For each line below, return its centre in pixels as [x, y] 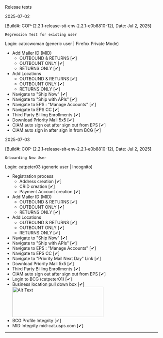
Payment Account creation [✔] [50, 192]
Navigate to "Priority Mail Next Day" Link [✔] [57, 258]
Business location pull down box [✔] [48, 284]
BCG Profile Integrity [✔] [37, 321]
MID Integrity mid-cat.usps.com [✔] [48, 326]
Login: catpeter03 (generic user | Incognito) [49, 167]
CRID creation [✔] [37, 186]
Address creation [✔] [41, 181]
